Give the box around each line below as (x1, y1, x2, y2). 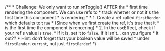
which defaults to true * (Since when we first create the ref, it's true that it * (5, 20, 160, 25)
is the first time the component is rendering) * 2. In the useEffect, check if (5, 25, 155, 31)
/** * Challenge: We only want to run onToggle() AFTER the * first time (5, 4, 148, 10)
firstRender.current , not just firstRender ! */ (5, 41, 97, 46)
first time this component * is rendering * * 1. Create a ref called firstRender (5, 15, 161, 20)
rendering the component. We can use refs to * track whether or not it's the (5, 9, 159, 15)
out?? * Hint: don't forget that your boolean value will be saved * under (5, 35, 150, 41)
